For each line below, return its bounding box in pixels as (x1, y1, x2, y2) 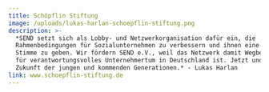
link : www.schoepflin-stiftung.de (8, 71, 124, 79)
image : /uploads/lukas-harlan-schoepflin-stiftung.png (8, 19, 195, 27)
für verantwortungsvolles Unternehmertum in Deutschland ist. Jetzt (15, 57, 249, 65)
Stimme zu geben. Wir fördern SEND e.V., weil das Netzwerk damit (15, 49, 242, 57)
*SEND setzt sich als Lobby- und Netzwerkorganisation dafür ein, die (15, 34, 256, 42)
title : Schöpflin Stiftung (8, 11, 98, 20)
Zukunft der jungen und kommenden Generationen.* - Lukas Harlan (15, 64, 239, 72)
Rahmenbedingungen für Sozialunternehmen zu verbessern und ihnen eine (15, 42, 260, 50)
